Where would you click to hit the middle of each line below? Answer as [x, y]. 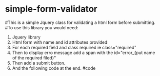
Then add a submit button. [39, 63]
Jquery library [26, 37]
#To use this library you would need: [42, 27]
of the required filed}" [34, 57]
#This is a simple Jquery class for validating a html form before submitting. [80, 22]
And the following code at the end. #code [54, 68]
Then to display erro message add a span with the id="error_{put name [83, 53]
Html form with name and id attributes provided [60, 42]
